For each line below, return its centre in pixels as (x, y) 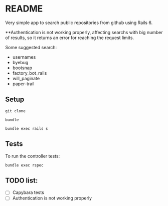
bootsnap (22, 68)
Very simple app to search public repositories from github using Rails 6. (79, 23)
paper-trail (23, 84)
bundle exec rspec (24, 165)
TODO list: (22, 180)
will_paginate (26, 78)
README (24, 9)
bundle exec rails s (27, 128)
